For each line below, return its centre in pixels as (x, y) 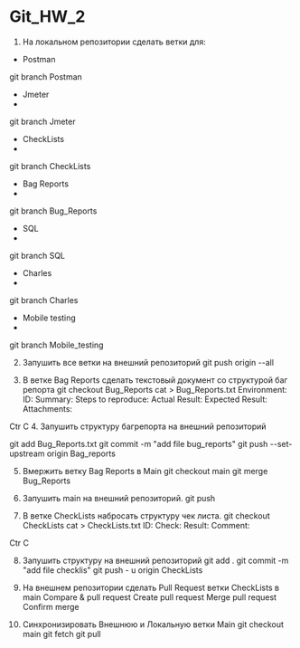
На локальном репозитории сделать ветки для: (114, 42)
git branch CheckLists (50, 166)
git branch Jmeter (42, 121)
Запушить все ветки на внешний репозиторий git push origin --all (148, 362)
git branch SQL (37, 255)
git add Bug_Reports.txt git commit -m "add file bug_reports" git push (139, 443)
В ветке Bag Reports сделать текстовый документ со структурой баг (155, 380)
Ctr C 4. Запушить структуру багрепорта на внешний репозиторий (138, 426)
